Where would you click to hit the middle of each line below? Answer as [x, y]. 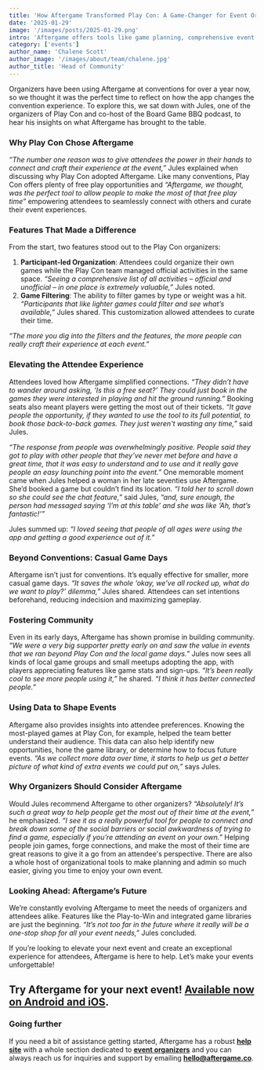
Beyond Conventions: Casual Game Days [88, 557]
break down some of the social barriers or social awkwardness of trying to [130, 828]
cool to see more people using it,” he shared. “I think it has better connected [132, 679]
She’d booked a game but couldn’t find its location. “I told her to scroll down [131, 488]
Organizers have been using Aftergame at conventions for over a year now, [130, 89]
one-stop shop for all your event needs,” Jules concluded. [103, 933]
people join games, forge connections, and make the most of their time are [129, 845]
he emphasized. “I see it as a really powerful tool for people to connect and [131, 820]
